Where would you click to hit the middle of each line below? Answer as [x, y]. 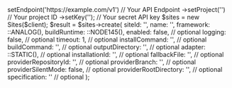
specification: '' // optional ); [49, 77]
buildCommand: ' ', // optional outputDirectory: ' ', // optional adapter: [106, 47]
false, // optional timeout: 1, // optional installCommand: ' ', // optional [107, 39]
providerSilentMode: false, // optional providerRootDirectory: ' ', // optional [115, 69]
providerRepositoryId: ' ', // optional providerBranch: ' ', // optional [102, 62]
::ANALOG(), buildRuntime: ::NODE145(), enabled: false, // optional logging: [117, 32]
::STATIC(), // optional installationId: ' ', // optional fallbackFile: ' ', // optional [116, 55]
